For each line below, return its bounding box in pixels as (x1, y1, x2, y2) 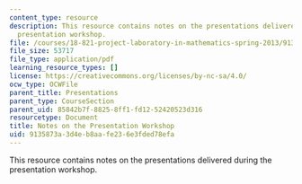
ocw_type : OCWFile (9, 80, 78, 89)
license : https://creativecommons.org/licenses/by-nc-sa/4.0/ (9, 72, 247, 81)
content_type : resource (9, 13, 99, 22)
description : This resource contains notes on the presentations (9, 22, 259, 31)
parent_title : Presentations (9, 88, 119, 97)
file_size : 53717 (9, 47, 75, 56)
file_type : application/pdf (9, 55, 115, 64)
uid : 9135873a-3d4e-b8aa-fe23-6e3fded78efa (9, 130, 175, 139)
